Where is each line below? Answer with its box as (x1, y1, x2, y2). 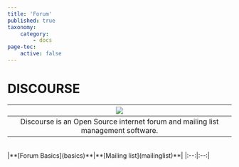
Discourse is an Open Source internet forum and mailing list (20, 117, 219, 126)
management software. (80, 125, 159, 135)
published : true (7, 17, 55, 24)
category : (20, 30, 50, 38)
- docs (33, 37, 53, 44)
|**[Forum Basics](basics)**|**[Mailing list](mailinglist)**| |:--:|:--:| (7, 151, 210, 160)
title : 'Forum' (7, 10, 53, 18)
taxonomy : (7, 23, 37, 31)
